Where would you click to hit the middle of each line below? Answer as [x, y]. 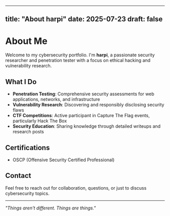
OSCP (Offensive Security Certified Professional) [63, 160]
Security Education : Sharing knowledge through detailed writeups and [87, 126]
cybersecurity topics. [27, 193]
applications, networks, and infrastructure [56, 99]
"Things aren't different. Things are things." [51, 208]
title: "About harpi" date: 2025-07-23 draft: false [84, 19]
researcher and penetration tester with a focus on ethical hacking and [78, 60]
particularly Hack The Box [40, 121]
